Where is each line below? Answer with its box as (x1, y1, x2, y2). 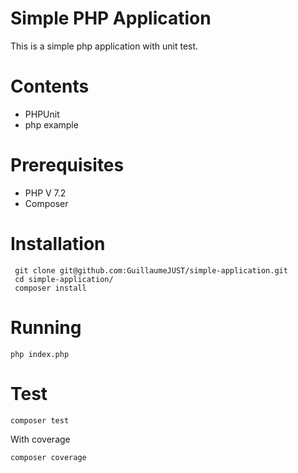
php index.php (10, 349, 70, 359)
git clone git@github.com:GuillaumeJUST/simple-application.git (14, 265, 288, 276)
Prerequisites (10, 154, 125, 177)
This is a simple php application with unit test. (10, 40, 199, 52)
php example (24, 118, 79, 131)
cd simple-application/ (14, 274, 114, 284)
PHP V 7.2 (24, 187, 67, 199)
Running (10, 316, 82, 339)
